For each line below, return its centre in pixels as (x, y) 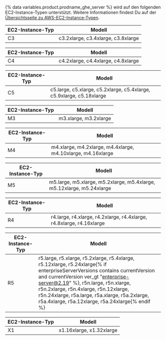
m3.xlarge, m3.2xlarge (85, 118)
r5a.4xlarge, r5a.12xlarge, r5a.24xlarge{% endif (94, 301)
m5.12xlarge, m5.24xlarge (80, 188)
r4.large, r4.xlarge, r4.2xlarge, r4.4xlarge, (99, 217)
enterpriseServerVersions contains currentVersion (97, 270)
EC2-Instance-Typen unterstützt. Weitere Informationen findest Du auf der (81, 12)
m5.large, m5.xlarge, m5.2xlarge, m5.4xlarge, (102, 182)
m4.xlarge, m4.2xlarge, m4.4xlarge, (93, 147)
